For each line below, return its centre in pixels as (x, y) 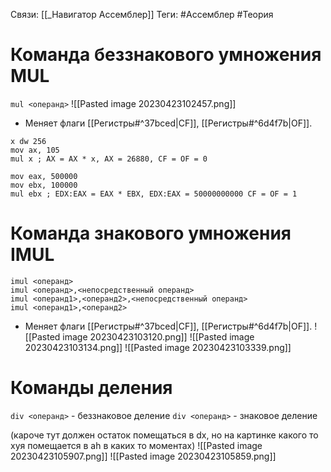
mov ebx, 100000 (44, 185)
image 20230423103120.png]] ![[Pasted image (158, 336)
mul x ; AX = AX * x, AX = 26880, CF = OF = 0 (109, 159)
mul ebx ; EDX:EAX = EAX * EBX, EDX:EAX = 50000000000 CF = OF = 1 (154, 194)
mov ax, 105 (35, 150)
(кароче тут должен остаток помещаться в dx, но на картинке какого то (164, 435)
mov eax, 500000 (44, 176)
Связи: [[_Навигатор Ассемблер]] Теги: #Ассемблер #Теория (142, 14)
